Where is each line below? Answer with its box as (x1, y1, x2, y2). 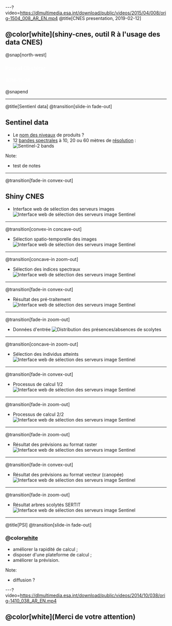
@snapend (5, 88, 28, 94)
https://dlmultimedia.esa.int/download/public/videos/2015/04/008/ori (19, 10, 166, 16)
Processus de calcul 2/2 (12, 411, 64, 417)
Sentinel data (5, 118, 49, 127)
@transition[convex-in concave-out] (5, 226, 82, 232)
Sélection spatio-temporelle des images (12, 236, 97, 242)
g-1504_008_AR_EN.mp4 (5, 15, 58, 21)
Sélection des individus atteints (12, 351, 79, 357)
